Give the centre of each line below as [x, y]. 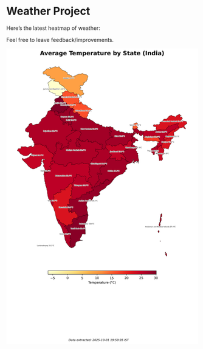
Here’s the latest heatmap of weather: [53, 28]
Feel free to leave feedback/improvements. [60, 40]
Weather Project [48, 11]
